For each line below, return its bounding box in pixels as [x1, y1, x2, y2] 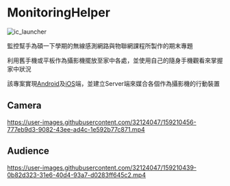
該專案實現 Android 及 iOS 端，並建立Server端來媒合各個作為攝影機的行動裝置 [7, 79, 220, 87]
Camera [7, 100, 42, 111]
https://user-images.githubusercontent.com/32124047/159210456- [7, 118, 196, 126]
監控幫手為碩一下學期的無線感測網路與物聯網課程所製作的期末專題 [7, 41, 193, 49]
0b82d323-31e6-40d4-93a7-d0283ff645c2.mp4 [7, 170, 146, 179]
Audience [7, 146, 50, 157]
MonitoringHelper [7, 5, 111, 21]
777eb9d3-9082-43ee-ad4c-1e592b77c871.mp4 [7, 125, 145, 133]
